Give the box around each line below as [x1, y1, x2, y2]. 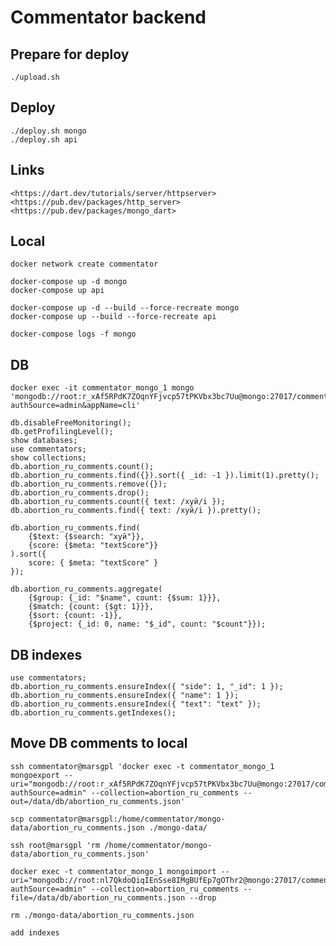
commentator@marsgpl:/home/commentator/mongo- [28, 814, 226, 824]
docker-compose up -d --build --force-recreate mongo [10, 303, 240, 313]
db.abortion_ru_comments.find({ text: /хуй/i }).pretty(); [10, 506, 262, 516]
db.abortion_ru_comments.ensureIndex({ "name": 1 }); [10, 691, 240, 701]
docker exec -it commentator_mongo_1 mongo [10, 383, 195, 393]
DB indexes [10, 646, 83, 663]
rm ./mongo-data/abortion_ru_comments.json [10, 910, 195, 920]
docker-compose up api [10, 286, 105, 296]
